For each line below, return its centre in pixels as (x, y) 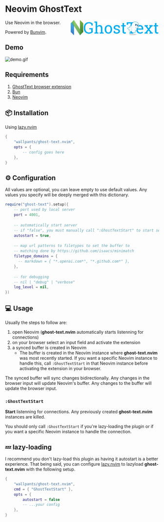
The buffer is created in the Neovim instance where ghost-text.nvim (88, 353)
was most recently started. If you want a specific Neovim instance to (88, 358)
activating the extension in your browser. (60, 368)
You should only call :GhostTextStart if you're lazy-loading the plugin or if (79, 426)
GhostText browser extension (42, 86)
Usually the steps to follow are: (36, 323)
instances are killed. (25, 417)
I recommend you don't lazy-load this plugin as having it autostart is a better (82, 459)
